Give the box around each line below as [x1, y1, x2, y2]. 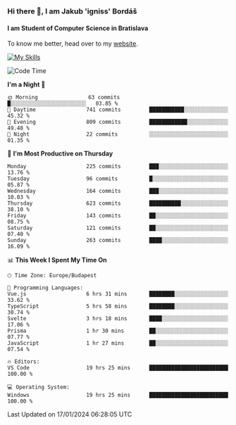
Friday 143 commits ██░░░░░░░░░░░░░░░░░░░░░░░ [7, 212, 229, 220]
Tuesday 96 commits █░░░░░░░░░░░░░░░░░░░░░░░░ [7, 175, 229, 182]
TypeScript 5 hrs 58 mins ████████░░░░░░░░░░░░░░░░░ [7, 303, 229, 310]
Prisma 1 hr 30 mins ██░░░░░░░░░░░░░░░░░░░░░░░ [7, 327, 229, 335]
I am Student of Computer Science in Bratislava [7, 24, 149, 32]
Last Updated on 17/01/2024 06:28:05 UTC [7, 410, 132, 419]
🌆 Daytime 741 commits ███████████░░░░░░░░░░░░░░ [7, 106, 229, 113]
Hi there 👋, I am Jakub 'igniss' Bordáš [7, 6, 137, 16]
